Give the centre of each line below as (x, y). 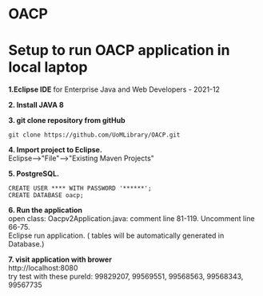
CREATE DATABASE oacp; (46, 195)
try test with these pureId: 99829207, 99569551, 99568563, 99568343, (126, 277)
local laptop (48, 67)
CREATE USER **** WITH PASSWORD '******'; (80, 188)
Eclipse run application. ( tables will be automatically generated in (116, 235)
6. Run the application (45, 210)
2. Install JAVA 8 (36, 105)
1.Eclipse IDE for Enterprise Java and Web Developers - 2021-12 (114, 89)
